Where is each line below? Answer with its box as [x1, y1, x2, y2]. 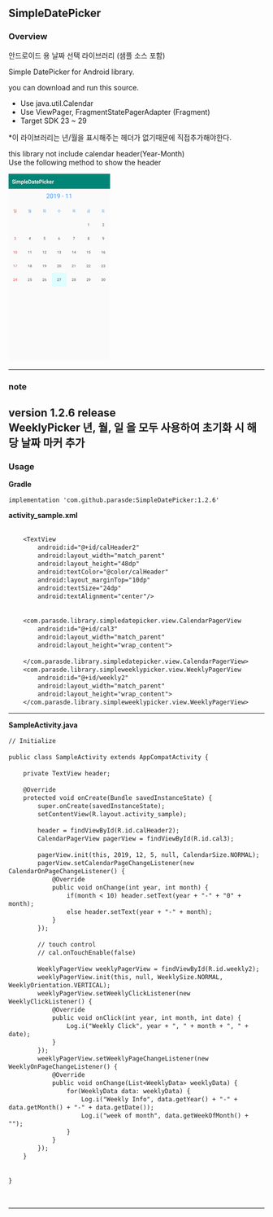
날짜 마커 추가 [20, 436, 85, 450]
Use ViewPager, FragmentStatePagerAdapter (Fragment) [19, 107, 210, 116]
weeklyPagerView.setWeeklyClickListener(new [37, 990, 191, 998]
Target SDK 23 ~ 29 [19, 116, 87, 125]
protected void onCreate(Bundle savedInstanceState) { [23, 794, 213, 802]
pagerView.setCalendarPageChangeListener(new [37, 859, 195, 868]
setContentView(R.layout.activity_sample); [37, 811, 187, 819]
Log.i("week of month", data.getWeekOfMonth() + [80, 1112, 249, 1120]
